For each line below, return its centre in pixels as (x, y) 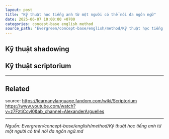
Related (18, 89)
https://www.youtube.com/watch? (40, 106)
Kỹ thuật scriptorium (38, 66)
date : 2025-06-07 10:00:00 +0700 (40, 19)
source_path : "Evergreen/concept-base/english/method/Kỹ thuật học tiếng (84, 29)
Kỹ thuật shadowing (37, 49)
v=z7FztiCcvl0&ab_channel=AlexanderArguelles (55, 111)
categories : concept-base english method (49, 24)
